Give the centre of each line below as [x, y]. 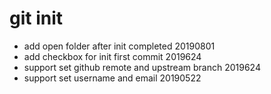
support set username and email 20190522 [112, 78]
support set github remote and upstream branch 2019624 [142, 67]
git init [36, 18]
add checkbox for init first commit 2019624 [112, 56]
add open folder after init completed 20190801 [119, 46]
